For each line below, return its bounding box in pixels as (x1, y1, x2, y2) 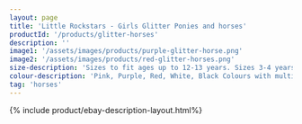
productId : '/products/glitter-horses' (9, 30, 159, 39)
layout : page (9, 13, 58, 22)
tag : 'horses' (9, 80, 63, 89)
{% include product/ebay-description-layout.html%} (9, 104, 203, 115)
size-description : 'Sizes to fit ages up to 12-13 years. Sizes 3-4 (9, 64, 271, 73)
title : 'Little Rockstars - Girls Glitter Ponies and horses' (9, 22, 247, 31)
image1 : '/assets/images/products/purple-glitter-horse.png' (9, 47, 244, 56)
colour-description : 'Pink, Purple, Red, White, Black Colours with (9, 72, 271, 81)
